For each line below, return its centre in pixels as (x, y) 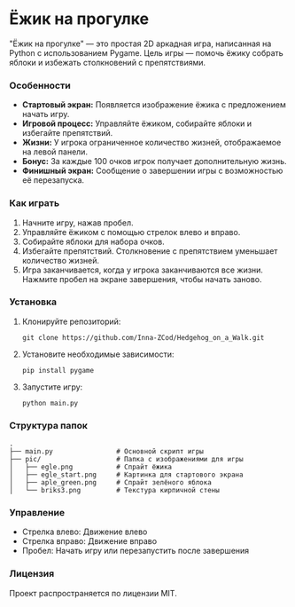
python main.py (50, 403)
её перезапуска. (53, 180)
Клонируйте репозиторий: (71, 321)
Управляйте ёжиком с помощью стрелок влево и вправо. (131, 232)
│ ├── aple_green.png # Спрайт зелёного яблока (111, 483)
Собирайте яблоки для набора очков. (93, 241)
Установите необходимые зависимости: (98, 354)
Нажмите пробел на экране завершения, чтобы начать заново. (142, 279)
